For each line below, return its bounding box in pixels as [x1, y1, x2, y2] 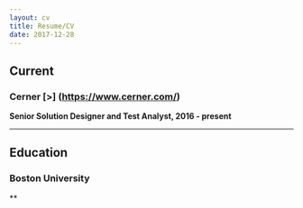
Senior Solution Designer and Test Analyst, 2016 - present [9, 111, 232, 122]
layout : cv [9, 13, 50, 23]
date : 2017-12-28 [9, 30, 75, 39]
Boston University [9, 172, 90, 185]
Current [9, 63, 54, 78]
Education [9, 145, 69, 160]
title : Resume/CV [9, 22, 75, 31]
